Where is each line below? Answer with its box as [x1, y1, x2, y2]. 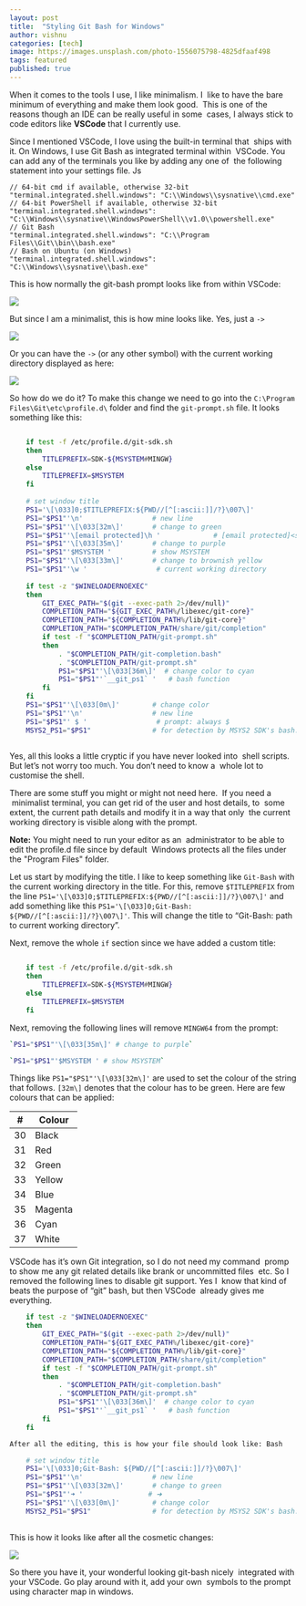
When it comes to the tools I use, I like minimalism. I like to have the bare [9, 88, 284, 100]
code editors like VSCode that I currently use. [9, 118, 181, 129]
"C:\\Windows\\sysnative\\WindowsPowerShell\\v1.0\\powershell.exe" [9, 214, 275, 223]
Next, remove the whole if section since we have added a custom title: [9, 938, 276, 948]
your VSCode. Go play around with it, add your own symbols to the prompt [9, 1576, 291, 1587]
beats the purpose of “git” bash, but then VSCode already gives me [9, 1285, 265, 1296]
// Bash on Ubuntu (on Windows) [9, 246, 132, 255]
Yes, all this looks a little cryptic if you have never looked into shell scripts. [9, 751, 290, 762]
